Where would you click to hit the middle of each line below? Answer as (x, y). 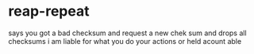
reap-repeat (49, 11)
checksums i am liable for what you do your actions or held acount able (125, 41)
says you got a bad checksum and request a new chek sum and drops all (128, 33)
